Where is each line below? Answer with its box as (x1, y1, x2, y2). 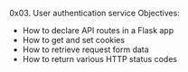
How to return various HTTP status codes (22, 54, 178, 64)
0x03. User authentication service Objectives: (9, 8, 181, 18)
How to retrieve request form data (22, 44, 149, 55)
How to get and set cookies (22, 35, 125, 45)
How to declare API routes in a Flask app (22, 25, 174, 35)
